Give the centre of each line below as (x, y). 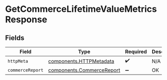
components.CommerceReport (84, 70)
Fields (15, 38)
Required (136, 52)
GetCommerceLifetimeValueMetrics (81, 9)
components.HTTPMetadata (81, 61)
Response (26, 20)
